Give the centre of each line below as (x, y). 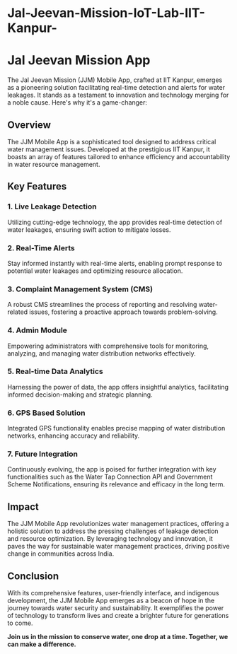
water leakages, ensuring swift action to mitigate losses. (89, 229)
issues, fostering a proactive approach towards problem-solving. (123, 312)
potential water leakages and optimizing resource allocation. (95, 271)
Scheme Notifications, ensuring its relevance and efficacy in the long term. (116, 484)
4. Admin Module (37, 330)
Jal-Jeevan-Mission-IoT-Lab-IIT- (106, 13)
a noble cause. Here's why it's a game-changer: (77, 103)
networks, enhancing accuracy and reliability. (74, 436)
